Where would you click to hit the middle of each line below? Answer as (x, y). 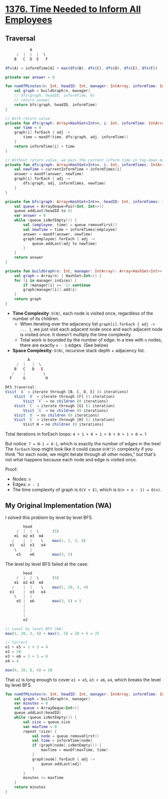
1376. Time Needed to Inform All (73, 9)
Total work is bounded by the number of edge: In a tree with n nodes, (91, 340)
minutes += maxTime (43, 778)
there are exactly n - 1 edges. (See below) (64, 345)
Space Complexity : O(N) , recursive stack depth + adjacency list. (79, 350)
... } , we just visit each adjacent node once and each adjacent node (91, 329)
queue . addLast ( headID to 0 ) (43, 211)
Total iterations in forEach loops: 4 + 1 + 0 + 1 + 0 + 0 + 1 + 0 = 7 (76, 434)
